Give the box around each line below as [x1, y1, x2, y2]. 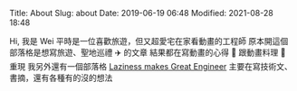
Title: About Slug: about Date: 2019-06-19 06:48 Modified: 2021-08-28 [9, 8, 273, 18]
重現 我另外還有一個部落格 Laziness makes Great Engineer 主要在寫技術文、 [9, 61, 292, 71]
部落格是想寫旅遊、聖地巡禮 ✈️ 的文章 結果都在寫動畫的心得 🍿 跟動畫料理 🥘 [9, 47, 286, 58]
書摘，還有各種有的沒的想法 [9, 72, 113, 83]
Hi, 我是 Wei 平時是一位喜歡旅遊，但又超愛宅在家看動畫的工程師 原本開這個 [9, 36, 289, 46]
